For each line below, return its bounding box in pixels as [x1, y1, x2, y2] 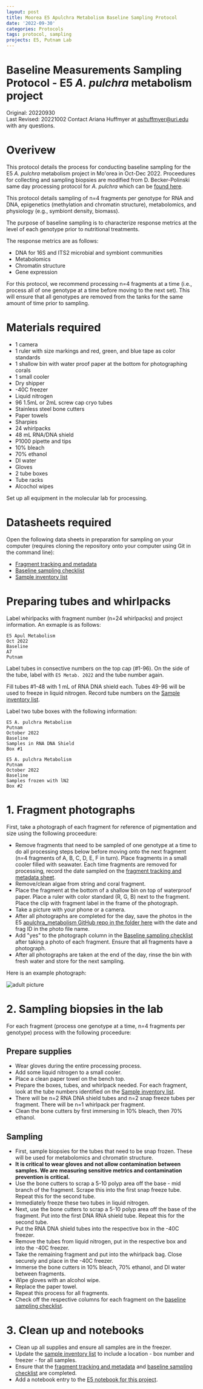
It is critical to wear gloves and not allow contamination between [15, 1160, 181, 1168]
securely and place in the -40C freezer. [15, 1257, 114, 1265]
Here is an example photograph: [6, 969, 87, 976]
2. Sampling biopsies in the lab [6, 1002, 164, 1016]
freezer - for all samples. [15, 1357, 77, 1364]
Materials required [6, 321, 101, 334]
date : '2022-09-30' [6, 20, 56, 26]
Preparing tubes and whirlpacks [6, 594, 171, 608]
